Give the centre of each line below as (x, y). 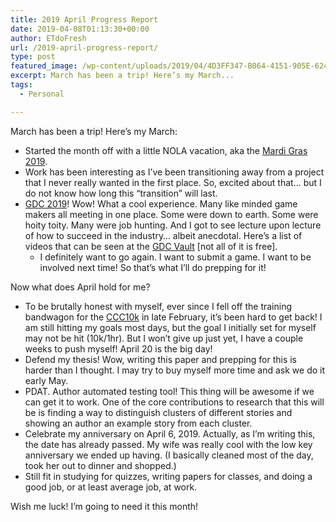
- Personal (42, 94)
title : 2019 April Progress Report (84, 19)
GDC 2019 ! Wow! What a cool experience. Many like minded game (161, 203)
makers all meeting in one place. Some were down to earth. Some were (171, 214)
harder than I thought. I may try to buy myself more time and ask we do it (175, 370)
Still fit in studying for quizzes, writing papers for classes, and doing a (168, 476)
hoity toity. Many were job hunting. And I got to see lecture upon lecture (173, 225)
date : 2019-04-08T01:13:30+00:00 (80, 29)
